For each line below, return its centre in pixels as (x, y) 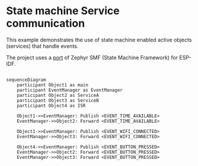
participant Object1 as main (53, 85)
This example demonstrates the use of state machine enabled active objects (99, 40)
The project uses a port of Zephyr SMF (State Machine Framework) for (92, 57)
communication (46, 23)
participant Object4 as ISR (51, 105)
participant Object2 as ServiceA (58, 95)
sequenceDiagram (26, 80)
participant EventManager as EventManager (70, 90)
